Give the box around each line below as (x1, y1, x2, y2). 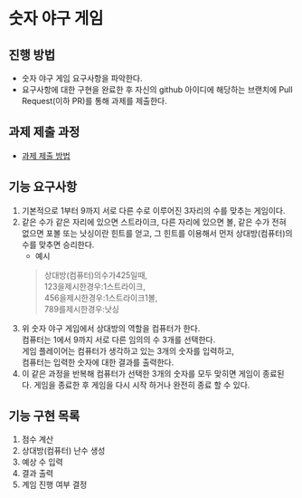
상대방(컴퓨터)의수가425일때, (43, 269, 148, 281)
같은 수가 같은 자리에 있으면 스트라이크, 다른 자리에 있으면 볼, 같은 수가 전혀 (21, 216, 287, 227)
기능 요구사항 (8, 179, 78, 195)
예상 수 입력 (21, 456, 64, 467)
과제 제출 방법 (21, 150, 71, 161)
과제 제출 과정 (8, 124, 80, 140)
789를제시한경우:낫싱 (43, 303, 119, 314)
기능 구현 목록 (8, 408, 80, 424)
